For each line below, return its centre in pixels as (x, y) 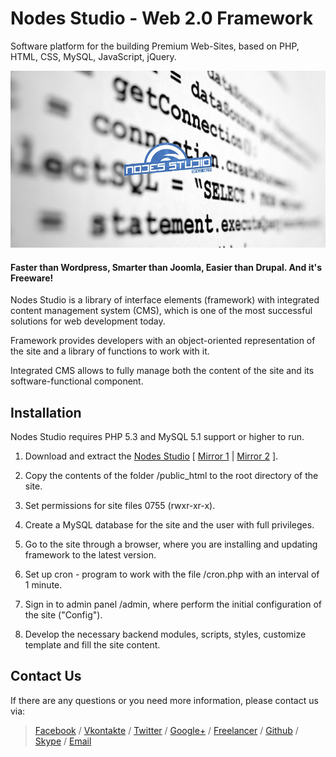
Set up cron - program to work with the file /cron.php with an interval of (172, 574)
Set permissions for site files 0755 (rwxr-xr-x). (120, 506)
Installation (46, 412)
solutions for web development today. (88, 321)
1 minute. (43, 585)
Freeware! (32, 278)
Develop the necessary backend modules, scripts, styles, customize (165, 634)
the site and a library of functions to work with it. (110, 351)
